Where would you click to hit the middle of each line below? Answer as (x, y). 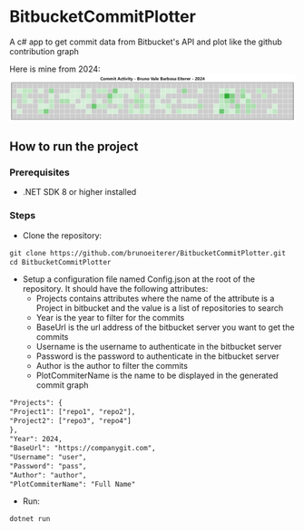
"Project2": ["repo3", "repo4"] (70, 420)
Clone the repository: (62, 235)
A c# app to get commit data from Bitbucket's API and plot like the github (146, 42)
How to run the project (74, 146)
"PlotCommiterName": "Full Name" (73, 484)
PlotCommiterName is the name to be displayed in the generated (157, 375)
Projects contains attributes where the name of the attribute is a (155, 298)
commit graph (62, 385)
